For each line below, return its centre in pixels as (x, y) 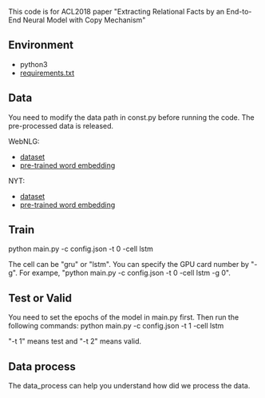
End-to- (239, 12)
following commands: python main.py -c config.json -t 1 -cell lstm (116, 326)
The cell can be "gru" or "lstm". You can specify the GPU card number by (129, 265)
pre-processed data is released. (61, 125)
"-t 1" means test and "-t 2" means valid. (75, 341)
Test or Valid (40, 298)
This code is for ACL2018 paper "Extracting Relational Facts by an (117, 12)
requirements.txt (47, 73)
